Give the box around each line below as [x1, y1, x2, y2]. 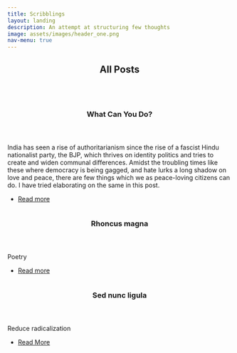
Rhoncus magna [90, 218, 149, 228]
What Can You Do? [86, 110, 153, 120]
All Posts [99, 63, 140, 75]
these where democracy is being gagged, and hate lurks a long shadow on [7, 166, 226, 174]
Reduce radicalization [7, 325, 71, 333]
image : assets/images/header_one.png [7, 30, 120, 38]
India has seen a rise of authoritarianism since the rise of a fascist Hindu [7, 143, 219, 152]
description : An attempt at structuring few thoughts [7, 23, 171, 31]
